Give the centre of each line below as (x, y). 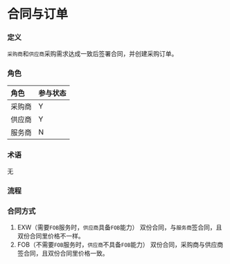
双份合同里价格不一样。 (51, 236)
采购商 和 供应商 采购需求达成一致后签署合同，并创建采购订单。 (92, 54)
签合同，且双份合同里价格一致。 (63, 254)
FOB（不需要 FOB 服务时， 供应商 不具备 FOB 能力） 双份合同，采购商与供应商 (120, 245)
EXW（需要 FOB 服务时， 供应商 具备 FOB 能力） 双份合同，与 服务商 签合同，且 (120, 227)
